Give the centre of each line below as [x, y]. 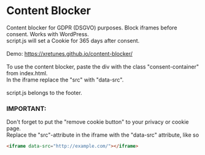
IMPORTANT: [26, 108]
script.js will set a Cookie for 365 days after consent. [73, 40]
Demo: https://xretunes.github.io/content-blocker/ [70, 53]
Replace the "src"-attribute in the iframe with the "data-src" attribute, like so [103, 135]
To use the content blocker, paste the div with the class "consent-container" [103, 66]
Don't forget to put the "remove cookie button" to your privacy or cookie [98, 122]
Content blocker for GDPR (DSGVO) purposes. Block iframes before [92, 28]
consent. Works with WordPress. [48, 34]
